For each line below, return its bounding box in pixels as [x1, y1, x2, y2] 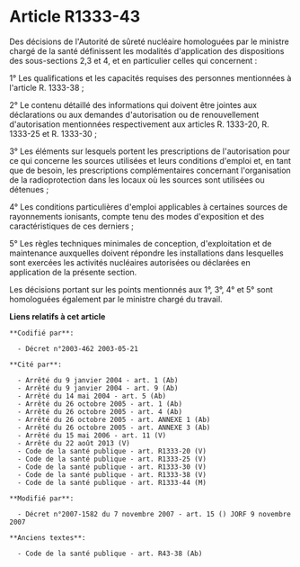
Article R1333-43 [9, 6, 141, 27]
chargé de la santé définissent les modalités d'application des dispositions [9, 45, 285, 56]
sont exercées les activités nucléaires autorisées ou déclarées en [9, 256, 251, 267]
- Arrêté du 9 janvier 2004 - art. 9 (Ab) [17, 383, 179, 392]
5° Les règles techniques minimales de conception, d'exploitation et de [9, 238, 272, 248]
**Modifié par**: [9, 493, 75, 503]
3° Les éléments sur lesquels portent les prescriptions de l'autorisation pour [9, 146, 290, 157]
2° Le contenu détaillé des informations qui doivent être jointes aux [9, 99, 258, 110]
